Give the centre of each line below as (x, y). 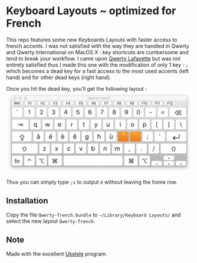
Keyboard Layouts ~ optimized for (91, 11)
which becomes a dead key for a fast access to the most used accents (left (97, 71)
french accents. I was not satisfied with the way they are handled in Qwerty (98, 46)
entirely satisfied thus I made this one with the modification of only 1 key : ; (97, 65)
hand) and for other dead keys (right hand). (59, 77)
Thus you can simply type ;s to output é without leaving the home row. (92, 182)
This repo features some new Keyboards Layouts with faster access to (92, 40)
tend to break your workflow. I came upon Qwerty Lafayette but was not (93, 58)
